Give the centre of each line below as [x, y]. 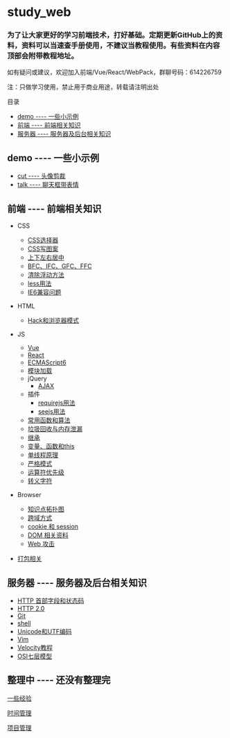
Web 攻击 [41, 544]
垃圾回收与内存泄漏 [55, 429]
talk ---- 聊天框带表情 [48, 185]
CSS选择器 [43, 240]
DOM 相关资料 [48, 535]
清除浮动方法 [46, 275]
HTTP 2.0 [31, 608]
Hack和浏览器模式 [53, 321]
